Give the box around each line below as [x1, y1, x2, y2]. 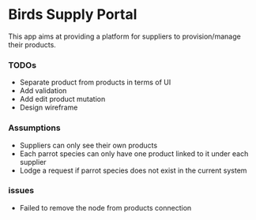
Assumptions [8, 122, 61, 133]
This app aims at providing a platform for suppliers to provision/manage [8, 32, 241, 41]
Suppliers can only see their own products [19, 140, 158, 150]
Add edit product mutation [19, 95, 106, 104]
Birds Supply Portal [8, 6, 137, 24]
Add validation [19, 86, 67, 95]
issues [8, 185, 34, 196]
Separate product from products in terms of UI [19, 77, 171, 88]
